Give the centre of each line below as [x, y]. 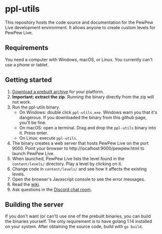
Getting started [29, 80]
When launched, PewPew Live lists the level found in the [68, 158]
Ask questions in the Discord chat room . [52, 189]
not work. [22, 102]
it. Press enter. [34, 133]
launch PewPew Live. [33, 153]
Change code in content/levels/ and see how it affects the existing [79, 169]
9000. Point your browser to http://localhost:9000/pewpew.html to [78, 148]
